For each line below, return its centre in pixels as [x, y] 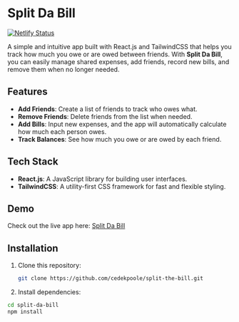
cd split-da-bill [33, 305]
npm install [25, 311]
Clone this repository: [49, 266]
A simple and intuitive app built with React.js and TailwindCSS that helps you [119, 46]
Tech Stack [33, 162]
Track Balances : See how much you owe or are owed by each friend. [119, 139]
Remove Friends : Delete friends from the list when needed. [105, 116]
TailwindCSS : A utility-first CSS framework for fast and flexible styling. [122, 186]
